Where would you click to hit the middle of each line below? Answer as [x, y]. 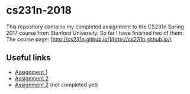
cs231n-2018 [39, 10]
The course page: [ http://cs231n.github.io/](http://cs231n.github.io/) [89, 39]
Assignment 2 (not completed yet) [56, 85]
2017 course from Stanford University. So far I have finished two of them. [95, 33]
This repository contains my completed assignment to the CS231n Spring [95, 27]
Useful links [29, 58]
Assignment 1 [31, 72]
